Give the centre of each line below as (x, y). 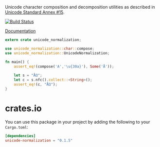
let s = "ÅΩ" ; (28, 75)
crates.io (24, 108)
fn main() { (17, 62)
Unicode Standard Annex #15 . (35, 12)
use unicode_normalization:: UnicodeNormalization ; (57, 53)
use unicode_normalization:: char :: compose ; (50, 49)
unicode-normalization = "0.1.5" (39, 140)
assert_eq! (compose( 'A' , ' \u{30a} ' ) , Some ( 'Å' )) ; (64, 66)
